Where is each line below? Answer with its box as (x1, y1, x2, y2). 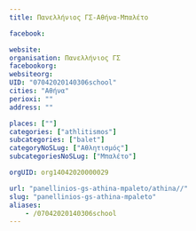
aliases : (9, 201, 42, 210)
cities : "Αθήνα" (9, 86, 69, 95)
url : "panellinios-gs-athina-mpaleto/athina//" (9, 184, 189, 193)
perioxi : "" (9, 94, 53, 103)
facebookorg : (9, 61, 58, 71)
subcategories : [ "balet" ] (9, 135, 105, 145)
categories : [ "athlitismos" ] (9, 127, 117, 136)
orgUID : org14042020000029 (9, 168, 109, 177)
